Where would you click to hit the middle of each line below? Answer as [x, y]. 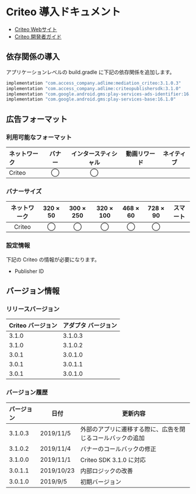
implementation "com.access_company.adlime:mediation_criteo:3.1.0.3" [94, 83]
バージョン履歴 [27, 392]
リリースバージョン [33, 309]
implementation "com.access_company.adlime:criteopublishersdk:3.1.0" [94, 88]
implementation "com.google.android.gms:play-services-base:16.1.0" [91, 99]
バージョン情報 [33, 291]
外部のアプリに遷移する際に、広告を [130, 429]
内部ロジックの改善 [106, 471]
